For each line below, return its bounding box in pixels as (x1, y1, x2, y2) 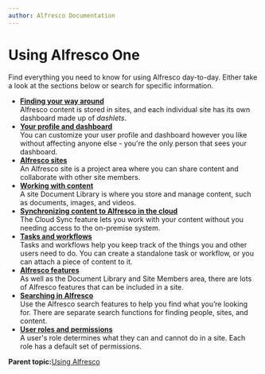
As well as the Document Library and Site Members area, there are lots (19, 274, 252, 283)
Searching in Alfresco (19, 290, 94, 300)
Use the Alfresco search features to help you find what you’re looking (19, 299, 248, 309)
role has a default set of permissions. (19, 341, 142, 351)
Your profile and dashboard (19, 121, 113, 131)
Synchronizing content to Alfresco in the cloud (19, 206, 178, 216)
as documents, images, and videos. (19, 197, 137, 207)
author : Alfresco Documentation (8, 11, 115, 20)
